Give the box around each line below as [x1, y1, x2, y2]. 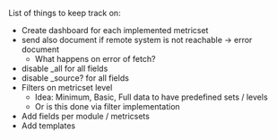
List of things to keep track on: [8, 8, 122, 18]
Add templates [21, 120, 76, 131]
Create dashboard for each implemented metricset [21, 25, 209, 35]
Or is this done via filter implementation [34, 101, 180, 111]
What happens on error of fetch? [34, 54, 156, 64]
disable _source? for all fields [21, 73, 129, 83]
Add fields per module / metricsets [21, 111, 150, 121]
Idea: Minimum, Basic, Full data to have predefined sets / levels [34, 92, 268, 102]
